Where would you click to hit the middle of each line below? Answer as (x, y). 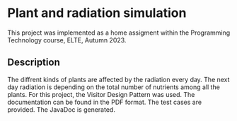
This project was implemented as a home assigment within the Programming (119, 33)
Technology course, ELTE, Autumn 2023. (67, 40)
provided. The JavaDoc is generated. (61, 109)
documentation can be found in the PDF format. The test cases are (105, 102)
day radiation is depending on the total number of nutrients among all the (114, 87)
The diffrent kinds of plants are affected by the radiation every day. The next (118, 79)
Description (34, 63)
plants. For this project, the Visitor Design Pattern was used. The (101, 94)
